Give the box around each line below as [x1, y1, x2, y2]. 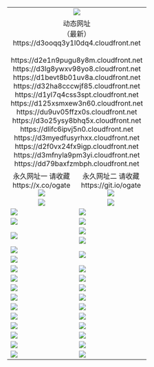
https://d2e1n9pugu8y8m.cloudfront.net [10, 55, 143, 65]
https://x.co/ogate [12, 180, 71, 190]
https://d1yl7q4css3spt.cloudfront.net [14, 90, 139, 99]
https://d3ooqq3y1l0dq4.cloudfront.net [12, 38, 141, 48]
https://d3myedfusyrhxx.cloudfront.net [13, 132, 140, 142]
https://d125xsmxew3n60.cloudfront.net [10, 98, 143, 108]
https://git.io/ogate [80, 180, 142, 190]
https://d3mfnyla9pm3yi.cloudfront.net [13, 150, 140, 159]
